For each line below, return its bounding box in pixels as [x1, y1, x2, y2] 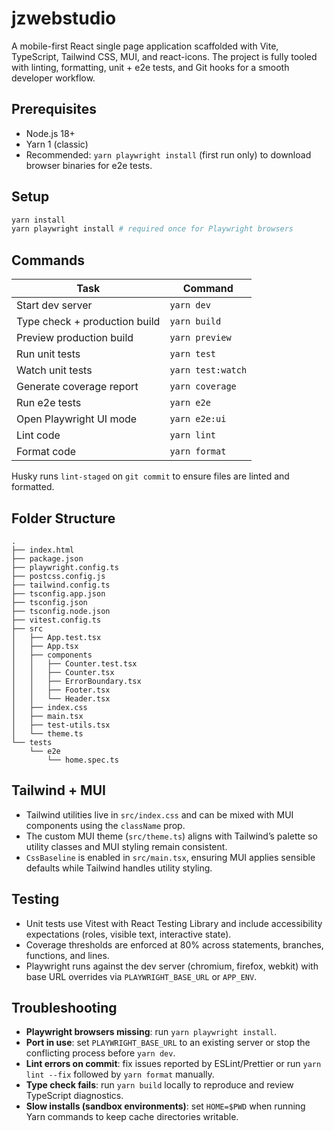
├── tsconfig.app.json [11, 588, 106, 599]
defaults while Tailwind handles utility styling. [25, 862, 213, 874]
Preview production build [16, 331, 134, 345]
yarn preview [169, 332, 232, 344]
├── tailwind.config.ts [11, 580, 111, 590]
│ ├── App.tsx [11, 641, 79, 651]
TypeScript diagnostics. [25, 1090, 124, 1102]
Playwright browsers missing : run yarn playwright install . [25, 1026, 278, 1038]
